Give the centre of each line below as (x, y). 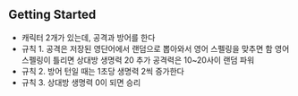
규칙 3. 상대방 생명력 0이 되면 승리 (81, 82)
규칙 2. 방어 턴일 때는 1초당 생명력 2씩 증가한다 (102, 71)
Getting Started (52, 15)
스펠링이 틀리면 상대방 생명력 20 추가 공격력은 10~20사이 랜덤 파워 (138, 60)
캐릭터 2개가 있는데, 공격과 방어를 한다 (88, 37)
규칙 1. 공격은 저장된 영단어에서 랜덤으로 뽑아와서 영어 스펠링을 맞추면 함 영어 (155, 48)
